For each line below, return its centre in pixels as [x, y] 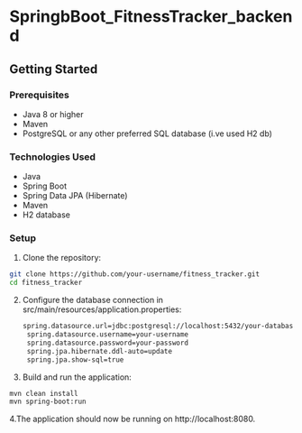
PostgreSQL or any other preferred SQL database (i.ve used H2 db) [147, 134]
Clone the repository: [62, 258]
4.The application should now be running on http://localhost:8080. [133, 419]
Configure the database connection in [93, 300]
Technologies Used [53, 157]
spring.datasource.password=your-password [108, 343]
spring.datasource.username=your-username [108, 335]
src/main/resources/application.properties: [102, 309]
